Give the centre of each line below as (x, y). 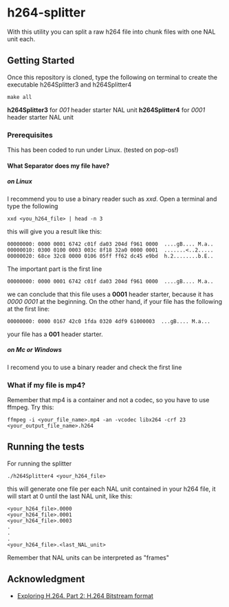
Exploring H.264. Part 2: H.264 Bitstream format (85, 595)
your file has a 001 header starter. (55, 334)
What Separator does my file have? (58, 166)
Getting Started (41, 61)
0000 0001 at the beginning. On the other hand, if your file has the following (115, 301)
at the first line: (29, 309)
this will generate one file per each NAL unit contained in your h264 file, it (111, 489)
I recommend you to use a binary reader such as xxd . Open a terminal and (112, 199)
